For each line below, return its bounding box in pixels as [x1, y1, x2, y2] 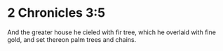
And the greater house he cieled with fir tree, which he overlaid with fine [7, 28, 216, 36]
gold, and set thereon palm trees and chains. [7, 35, 137, 43]
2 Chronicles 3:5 [7, 5, 106, 21]
